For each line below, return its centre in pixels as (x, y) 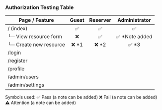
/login (14, 53)
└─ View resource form (35, 37)
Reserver (100, 20)
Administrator (134, 20)
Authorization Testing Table (40, 7)
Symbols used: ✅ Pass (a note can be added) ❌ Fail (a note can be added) (81, 97)
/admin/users (23, 77)
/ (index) (18, 29)
